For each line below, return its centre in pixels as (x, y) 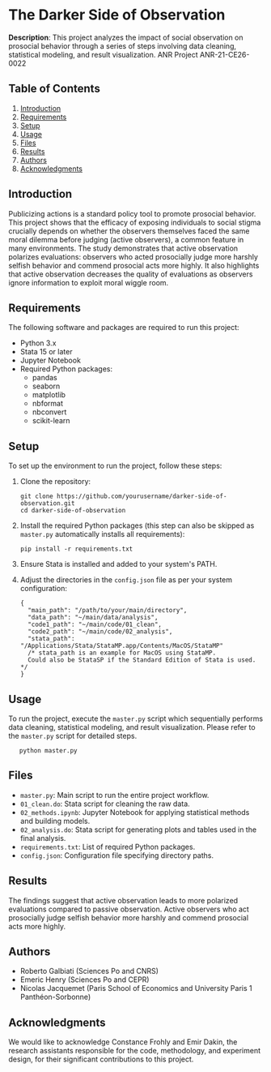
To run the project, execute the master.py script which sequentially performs (136, 718)
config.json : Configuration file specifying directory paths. (117, 855)
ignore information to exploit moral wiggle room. (89, 282)
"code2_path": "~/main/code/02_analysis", (100, 632)
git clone (37, 496)
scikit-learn (51, 421)
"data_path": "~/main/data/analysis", (93, 618)
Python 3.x (38, 343)
